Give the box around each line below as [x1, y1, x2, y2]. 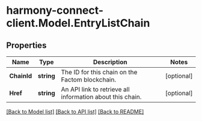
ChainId [9, 72, 32, 80]
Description [93, 58, 127, 66]
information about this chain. [61, 93, 142, 101]
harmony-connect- [6, 4, 104, 17]
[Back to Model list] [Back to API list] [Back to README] [6, 108, 144, 115]
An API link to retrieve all [61, 85, 130, 93]
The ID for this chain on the [61, 68, 138, 76]
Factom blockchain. [61, 75, 116, 84]
